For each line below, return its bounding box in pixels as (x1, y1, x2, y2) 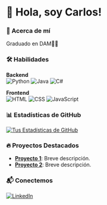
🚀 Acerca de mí (6, 27, 51, 35)
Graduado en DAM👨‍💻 (6, 40, 58, 47)
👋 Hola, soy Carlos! (6, 5, 102, 19)
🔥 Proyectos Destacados (6, 141, 79, 150)
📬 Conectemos (6, 176, 53, 185)
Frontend (6, 89, 30, 96)
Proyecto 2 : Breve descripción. (14, 161, 92, 169)
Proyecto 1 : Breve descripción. (14, 155, 90, 162)
